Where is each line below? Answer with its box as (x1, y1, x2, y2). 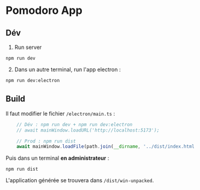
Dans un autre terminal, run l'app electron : (14, 66, 121, 73)
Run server (14, 43, 42, 51)
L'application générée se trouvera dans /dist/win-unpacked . (5, 177, 154, 184)
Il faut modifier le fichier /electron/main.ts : (5, 110, 116, 117)
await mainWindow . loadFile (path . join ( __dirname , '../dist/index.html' (16, 144, 198, 150)
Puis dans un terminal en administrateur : (5, 154, 110, 162)
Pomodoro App (5, 4, 83, 17)
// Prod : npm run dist (16, 138, 77, 144)
